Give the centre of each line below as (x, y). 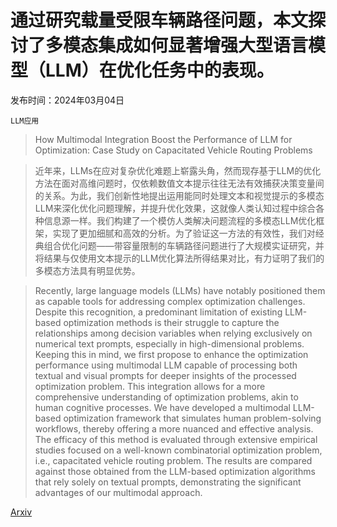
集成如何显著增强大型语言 (203, 45)
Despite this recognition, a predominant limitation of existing (158, 312)
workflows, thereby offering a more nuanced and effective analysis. (174, 428)
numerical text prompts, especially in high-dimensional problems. (169, 343)
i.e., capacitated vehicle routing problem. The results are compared (173, 460)
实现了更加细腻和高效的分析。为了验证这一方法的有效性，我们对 (184, 233)
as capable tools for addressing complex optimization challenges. (170, 301)
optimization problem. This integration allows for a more (150, 386)
